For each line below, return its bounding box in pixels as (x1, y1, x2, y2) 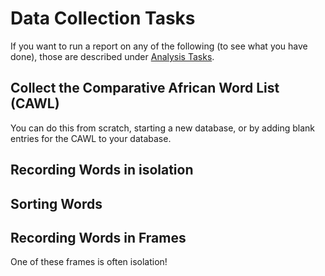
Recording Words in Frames (10, 229, 187, 246)
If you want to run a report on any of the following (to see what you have (10, 40, 308, 52)
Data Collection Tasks (10, 7, 196, 30)
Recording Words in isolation (10, 162, 194, 179)
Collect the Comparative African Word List (10, 80, 280, 97)
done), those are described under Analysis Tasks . (10, 50, 215, 62)
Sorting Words (10, 195, 103, 212)
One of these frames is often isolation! (10, 256, 168, 268)
